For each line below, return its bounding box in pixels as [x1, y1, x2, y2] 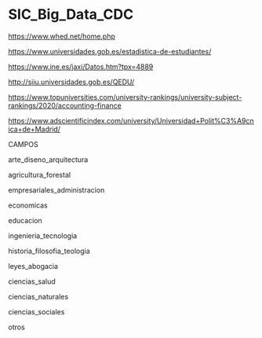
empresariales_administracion [8, 185, 105, 194]
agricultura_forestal [8, 170, 71, 179]
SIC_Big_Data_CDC [8, 6, 134, 24]
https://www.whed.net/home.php [8, 31, 116, 41]
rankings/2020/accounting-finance [8, 101, 122, 110]
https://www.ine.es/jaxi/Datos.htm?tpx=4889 [8, 61, 154, 72]
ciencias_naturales [8, 292, 69, 301]
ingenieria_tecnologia [8, 230, 78, 241]
